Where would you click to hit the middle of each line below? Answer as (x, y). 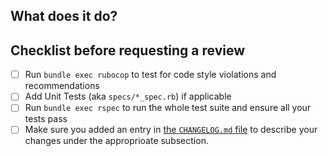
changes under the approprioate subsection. (116, 141)
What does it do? (64, 16)
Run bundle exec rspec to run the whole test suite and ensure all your (168, 108)
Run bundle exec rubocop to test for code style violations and (150, 75)
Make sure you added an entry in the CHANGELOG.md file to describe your (171, 130)
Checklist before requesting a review (128, 50)
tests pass (46, 119)
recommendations (62, 86)
